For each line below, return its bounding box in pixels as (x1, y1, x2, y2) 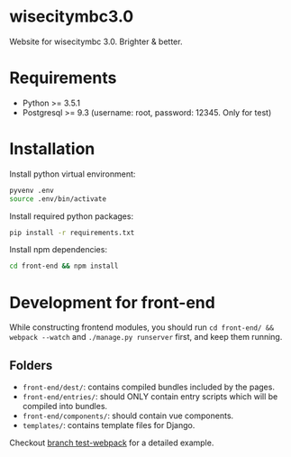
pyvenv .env (9, 186, 54, 195)
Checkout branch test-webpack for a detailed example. (9, 437, 214, 448)
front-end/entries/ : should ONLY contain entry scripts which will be (22, 391, 278, 402)
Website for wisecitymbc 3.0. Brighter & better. (9, 36, 183, 47)
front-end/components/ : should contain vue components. (22, 410, 234, 421)
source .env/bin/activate (9, 194, 106, 204)
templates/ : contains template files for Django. (22, 420, 196, 431)
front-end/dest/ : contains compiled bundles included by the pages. (22, 381, 275, 393)
